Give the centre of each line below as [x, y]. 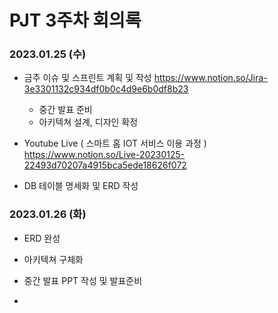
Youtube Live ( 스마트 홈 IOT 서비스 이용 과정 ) [115, 143]
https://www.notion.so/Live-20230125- [104, 155]
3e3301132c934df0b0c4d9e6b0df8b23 [106, 89]
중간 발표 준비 [65, 110]
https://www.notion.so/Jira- [210, 78]
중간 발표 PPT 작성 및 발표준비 [83, 280]
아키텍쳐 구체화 [53, 259]
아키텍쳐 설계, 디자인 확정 [88, 122]
